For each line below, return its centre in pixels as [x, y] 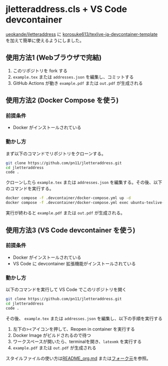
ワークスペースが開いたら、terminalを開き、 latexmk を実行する [77, 341]
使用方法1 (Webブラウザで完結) [54, 58]
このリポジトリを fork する [40, 70]
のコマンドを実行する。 [30, 188]
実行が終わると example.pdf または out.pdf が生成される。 [65, 213]
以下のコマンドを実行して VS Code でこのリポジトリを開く [66, 290]
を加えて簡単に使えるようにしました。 [45, 40]
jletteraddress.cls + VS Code [67, 9]
